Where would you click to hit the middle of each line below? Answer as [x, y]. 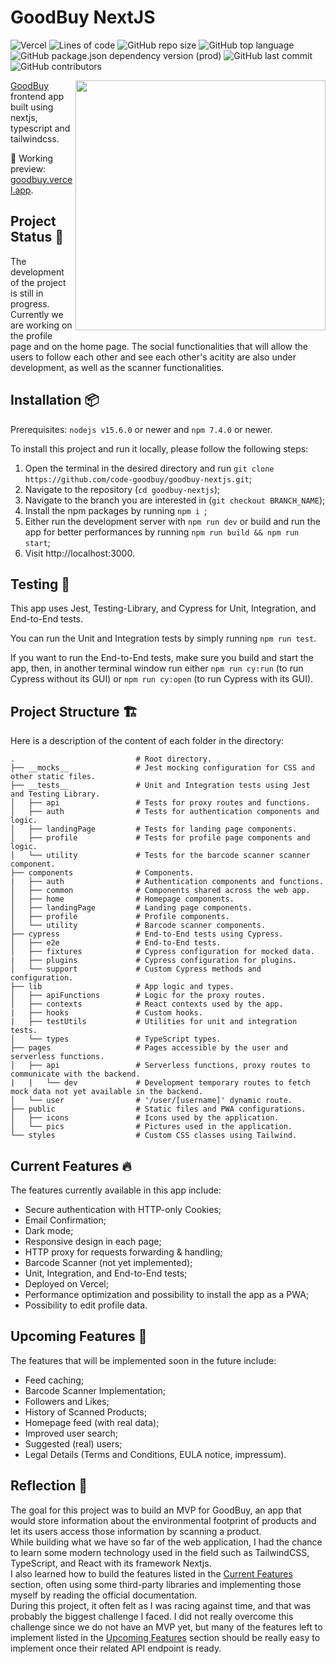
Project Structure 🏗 [74, 711]
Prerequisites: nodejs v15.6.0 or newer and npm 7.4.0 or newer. [141, 429]
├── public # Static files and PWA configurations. [158, 1109]
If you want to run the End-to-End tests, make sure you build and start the [162, 658]
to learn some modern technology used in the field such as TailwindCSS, [160, 1552]
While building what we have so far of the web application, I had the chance [166, 1542]
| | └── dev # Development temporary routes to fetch [160, 1083]
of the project [38, 282]
